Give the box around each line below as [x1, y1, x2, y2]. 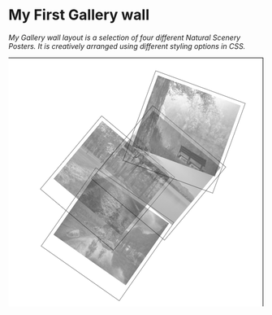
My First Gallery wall [8, 6, 150, 24]
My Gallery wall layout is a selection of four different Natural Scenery [8, 33, 241, 42]
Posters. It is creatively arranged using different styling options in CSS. [8, 41, 246, 50]
